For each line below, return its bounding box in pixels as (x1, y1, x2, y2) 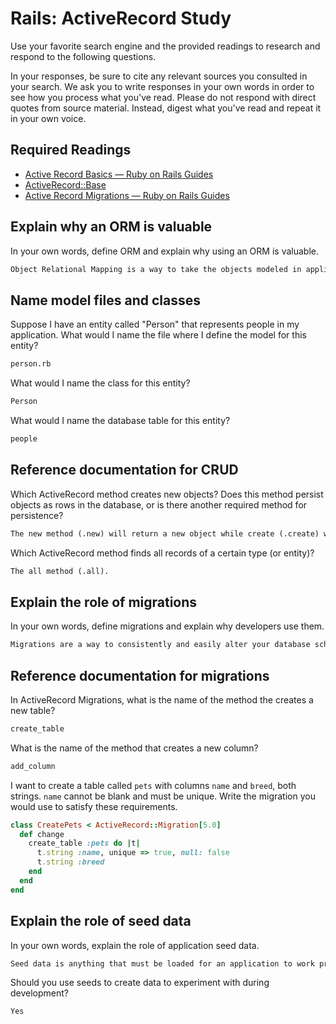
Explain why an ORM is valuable (10, 218, 213, 236)
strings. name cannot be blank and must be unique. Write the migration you (10, 790, 316, 802)
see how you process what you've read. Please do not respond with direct (10, 91, 317, 103)
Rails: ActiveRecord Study (10, 7, 232, 30)
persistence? (10, 509, 64, 521)
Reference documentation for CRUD (10, 462, 239, 479)
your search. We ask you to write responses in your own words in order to (10, 80, 315, 92)
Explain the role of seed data (10, 913, 192, 930)
